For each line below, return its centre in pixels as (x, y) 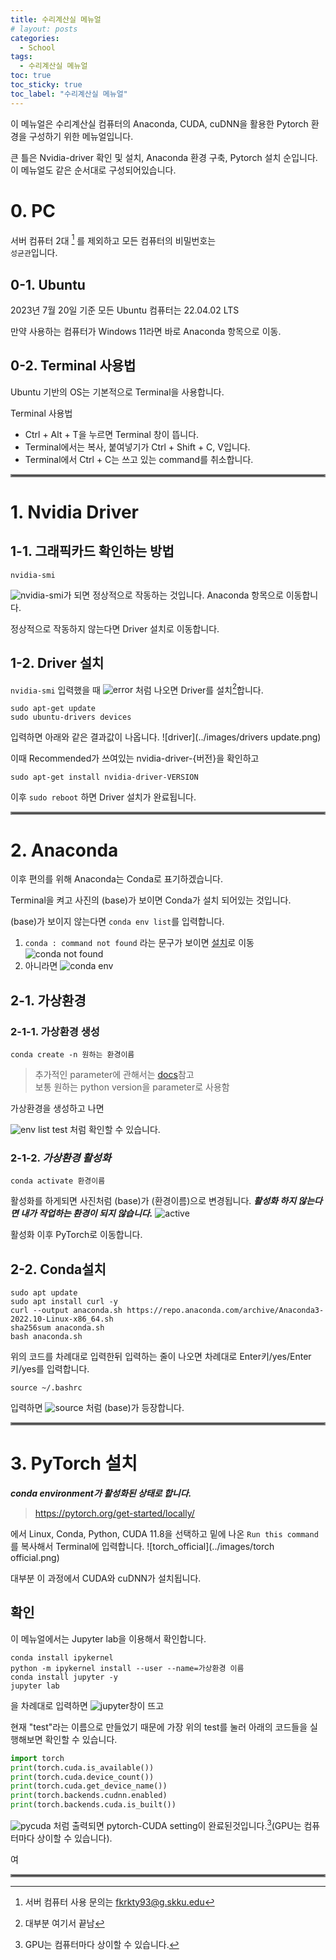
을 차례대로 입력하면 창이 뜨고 (87, 1705)
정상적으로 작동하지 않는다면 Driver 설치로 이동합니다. (115, 628)
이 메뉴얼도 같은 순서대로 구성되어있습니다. (93, 170)
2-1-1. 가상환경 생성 (55, 1031)
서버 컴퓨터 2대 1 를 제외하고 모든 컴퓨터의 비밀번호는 (113, 239)
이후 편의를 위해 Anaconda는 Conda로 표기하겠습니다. (117, 879)
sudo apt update (44, 1293)
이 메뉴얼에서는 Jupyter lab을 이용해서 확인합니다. (108, 1638)
